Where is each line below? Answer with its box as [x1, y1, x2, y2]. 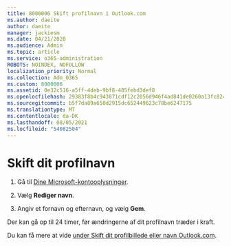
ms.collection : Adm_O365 [7, 74, 78, 81]
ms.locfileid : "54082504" [7, 125, 81, 132]
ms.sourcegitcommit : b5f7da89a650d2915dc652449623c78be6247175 [7, 100, 192, 107]
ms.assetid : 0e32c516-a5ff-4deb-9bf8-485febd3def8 [7, 87, 155, 94]
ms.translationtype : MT [7, 106, 76, 113]
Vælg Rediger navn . [16, 191, 74, 200]
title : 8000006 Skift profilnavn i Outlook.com [7, 10, 146, 17]
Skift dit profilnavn [7, 155, 115, 171]
